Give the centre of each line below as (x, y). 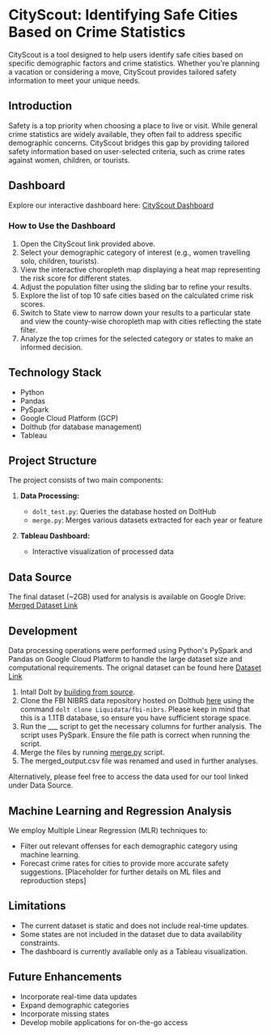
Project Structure (53, 461)
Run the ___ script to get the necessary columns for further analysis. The (141, 727)
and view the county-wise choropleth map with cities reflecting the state (141, 321)
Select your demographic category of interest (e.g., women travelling (135, 252)
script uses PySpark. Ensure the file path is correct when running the (135, 735)
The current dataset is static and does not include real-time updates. (134, 925)
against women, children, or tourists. (69, 160)
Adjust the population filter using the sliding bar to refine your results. (136, 286)
